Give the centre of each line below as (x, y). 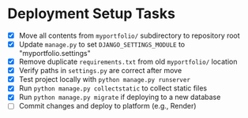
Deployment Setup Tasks (91, 14)
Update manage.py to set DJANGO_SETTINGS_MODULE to (102, 44)
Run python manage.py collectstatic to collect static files (113, 88)
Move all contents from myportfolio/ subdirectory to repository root (129, 35)
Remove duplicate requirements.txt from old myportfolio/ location (128, 62)
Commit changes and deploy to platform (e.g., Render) (107, 106)
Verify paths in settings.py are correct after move (100, 71)
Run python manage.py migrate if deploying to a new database (120, 97)
